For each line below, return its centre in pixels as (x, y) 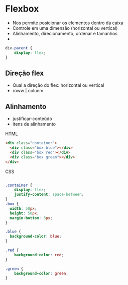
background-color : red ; (39, 255)
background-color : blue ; (36, 237)
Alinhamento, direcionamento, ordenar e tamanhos (65, 33)
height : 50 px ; (24, 213)
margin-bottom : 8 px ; (31, 218)
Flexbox (22, 9)
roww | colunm (28, 91)
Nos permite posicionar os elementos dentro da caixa (68, 23)
